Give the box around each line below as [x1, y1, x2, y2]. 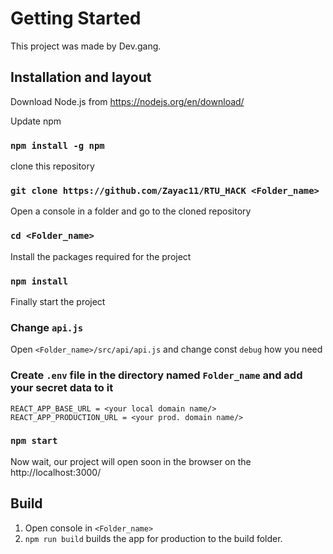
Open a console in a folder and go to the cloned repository [10, 205, 252, 217]
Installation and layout [10, 69, 152, 86]
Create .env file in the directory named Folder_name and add [10, 368, 303, 382]
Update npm [10, 115, 62, 127]
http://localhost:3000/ [10, 466, 102, 478]
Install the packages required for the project [10, 250, 192, 262]
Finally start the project [10, 295, 106, 307]
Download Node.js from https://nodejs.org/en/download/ [10, 95, 245, 107]
